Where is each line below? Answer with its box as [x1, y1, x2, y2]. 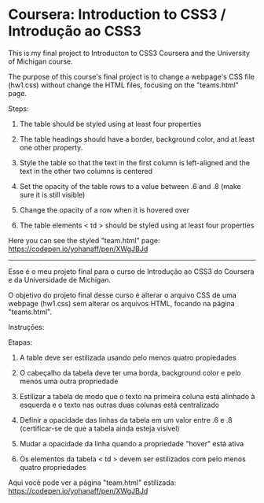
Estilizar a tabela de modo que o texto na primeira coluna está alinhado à [19, 391, 255, 401]
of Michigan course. [8, 57, 73, 66]
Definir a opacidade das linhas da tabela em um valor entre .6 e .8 [19, 415, 233, 424]
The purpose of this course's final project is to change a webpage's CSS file [8, 72, 255, 81]
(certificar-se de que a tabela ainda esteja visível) [19, 423, 180, 433]
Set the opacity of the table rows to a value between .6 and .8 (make [19, 181, 241, 190]
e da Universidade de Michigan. [8, 275, 112, 284]
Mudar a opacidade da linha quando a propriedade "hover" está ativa [19, 438, 244, 448]
